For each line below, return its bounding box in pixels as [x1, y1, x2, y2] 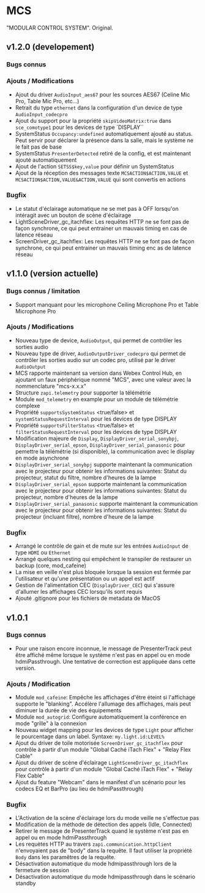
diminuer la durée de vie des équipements [15, 707, 122, 714]
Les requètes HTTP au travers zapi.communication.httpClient [15, 840, 173, 848]
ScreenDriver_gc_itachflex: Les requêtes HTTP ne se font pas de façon [15, 237, 195, 245]
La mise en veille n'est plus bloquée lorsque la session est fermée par [15, 568, 192, 576]
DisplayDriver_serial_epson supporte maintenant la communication [15, 480, 187, 487]
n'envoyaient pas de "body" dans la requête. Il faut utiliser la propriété [15, 847, 192, 854]
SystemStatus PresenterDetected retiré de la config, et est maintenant [15, 149, 192, 157]
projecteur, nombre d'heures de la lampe [15, 493, 118, 501]
